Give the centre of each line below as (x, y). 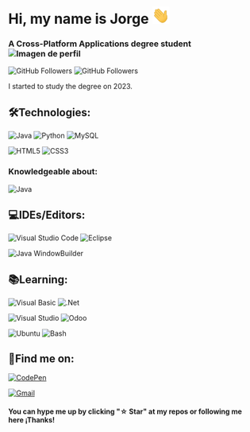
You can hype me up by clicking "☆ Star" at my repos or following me (125, 411)
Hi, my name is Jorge (79, 19)
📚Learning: (38, 280)
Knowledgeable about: (53, 172)
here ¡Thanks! (32, 419)
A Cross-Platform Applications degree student (100, 44)
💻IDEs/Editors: (47, 214)
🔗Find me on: (41, 358)
